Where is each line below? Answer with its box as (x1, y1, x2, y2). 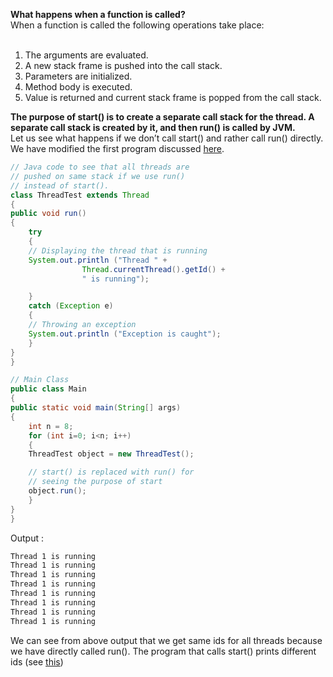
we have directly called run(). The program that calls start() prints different (10, 645, 317, 657)
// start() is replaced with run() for (28, 467, 195, 478)
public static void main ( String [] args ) (10, 403, 182, 413)
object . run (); (28, 486, 87, 496)
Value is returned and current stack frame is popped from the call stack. (24, 92, 322, 103)
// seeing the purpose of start (28, 477, 163, 487)
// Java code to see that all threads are (10, 162, 190, 172)
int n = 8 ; (28, 421, 74, 431)
